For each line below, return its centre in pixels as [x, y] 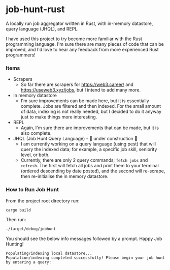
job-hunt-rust [35, 9]
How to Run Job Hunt [32, 190]
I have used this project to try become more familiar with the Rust [74, 39]
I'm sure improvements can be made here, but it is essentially [85, 101]
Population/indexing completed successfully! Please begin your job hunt [86, 258]
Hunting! [15, 244]
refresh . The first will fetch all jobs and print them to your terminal [90, 166]
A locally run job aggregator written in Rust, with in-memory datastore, [79, 23]
